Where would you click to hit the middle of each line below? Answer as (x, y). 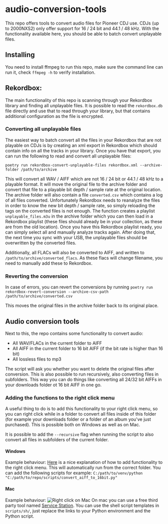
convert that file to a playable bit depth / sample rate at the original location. (83, 190)
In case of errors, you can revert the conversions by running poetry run (79, 287)
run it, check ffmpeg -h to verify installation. (50, 72)
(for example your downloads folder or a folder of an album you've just (78, 419)
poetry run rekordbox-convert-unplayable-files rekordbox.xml (71, 165)
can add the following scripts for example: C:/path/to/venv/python (74, 473)
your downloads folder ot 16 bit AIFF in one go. (53, 385)
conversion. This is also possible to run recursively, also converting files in (82, 374)
